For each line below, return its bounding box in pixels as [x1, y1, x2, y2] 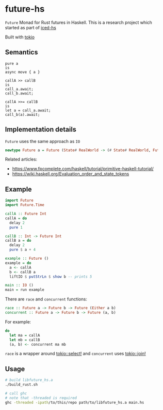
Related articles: [5, 157, 37, 162]
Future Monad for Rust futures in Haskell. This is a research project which [5, 19, 152, 25]
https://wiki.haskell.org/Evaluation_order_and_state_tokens [12, 171, 130, 177]
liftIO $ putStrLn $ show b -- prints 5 [9, 274, 92, 279]
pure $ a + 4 [9, 247, 36, 252]
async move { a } [5, 70, 40, 74]
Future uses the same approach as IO [5, 138, 80, 144]
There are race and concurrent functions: [5, 296, 87, 302]
